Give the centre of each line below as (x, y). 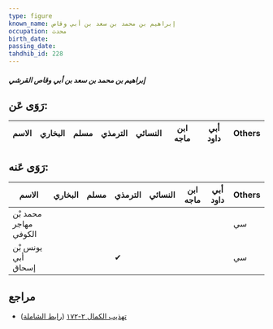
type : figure (30, 16)
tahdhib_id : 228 (36, 54)
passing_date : (32, 46)
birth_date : (28, 39)
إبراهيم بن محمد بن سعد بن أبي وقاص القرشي (77, 80)
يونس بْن (28, 248)
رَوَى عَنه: (28, 167)
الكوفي (25, 235)
